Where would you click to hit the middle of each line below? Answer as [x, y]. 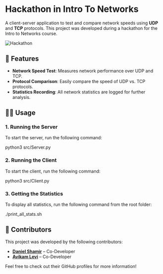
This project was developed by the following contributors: [64, 242]
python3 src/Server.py [28, 147]
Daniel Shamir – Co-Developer [44, 251]
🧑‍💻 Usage [20, 113]
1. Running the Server [31, 127]
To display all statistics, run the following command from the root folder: [79, 204]
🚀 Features [22, 59]
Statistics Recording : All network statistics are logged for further [79, 92]
